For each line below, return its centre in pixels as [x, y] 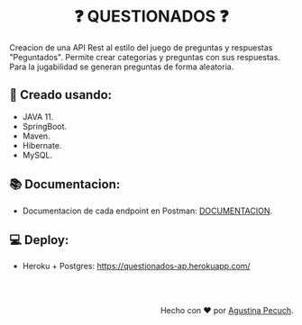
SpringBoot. [45, 126]
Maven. [37, 136]
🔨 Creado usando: [61, 95]
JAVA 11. [38, 116]
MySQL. [37, 155]
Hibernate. [42, 145]
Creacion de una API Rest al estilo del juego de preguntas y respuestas [141, 47]
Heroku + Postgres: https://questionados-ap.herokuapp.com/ [136, 266]
